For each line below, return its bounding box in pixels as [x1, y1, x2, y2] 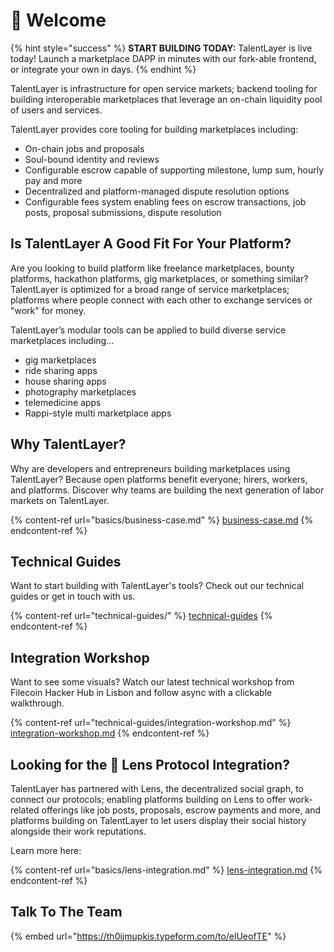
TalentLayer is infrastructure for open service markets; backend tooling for [10, 82, 318, 94]
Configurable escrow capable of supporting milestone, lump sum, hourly [24, 164, 324, 176]
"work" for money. [10, 304, 87, 316]
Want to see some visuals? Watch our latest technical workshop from [10, 676, 295, 688]
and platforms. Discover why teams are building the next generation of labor [10, 484, 325, 496]
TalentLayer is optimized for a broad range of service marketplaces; [10, 283, 290, 295]
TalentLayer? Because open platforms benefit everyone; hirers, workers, [10, 473, 308, 485]
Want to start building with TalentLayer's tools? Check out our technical [10, 580, 305, 592]
